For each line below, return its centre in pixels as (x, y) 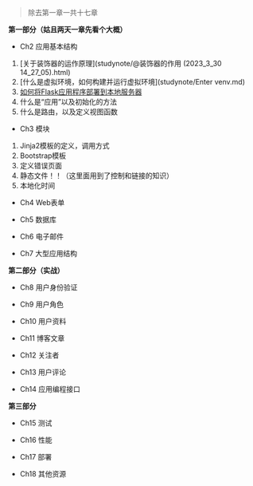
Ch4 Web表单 (42, 202)
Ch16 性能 (36, 440)
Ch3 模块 (35, 128)
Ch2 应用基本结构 (49, 46)
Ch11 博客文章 (42, 338)
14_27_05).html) (45, 72)
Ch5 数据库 (38, 219)
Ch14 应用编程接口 (50, 389)
